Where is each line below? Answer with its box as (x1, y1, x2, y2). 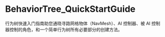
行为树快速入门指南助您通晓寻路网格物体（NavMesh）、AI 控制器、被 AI (5, 20, 151, 26)
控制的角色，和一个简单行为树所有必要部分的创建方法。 (9, 26, 122, 33)
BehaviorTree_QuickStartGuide (5, 3, 136, 15)
